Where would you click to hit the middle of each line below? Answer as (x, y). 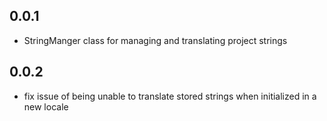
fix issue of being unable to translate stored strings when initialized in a (170, 96)
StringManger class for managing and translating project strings (155, 40)
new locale (46, 106)
